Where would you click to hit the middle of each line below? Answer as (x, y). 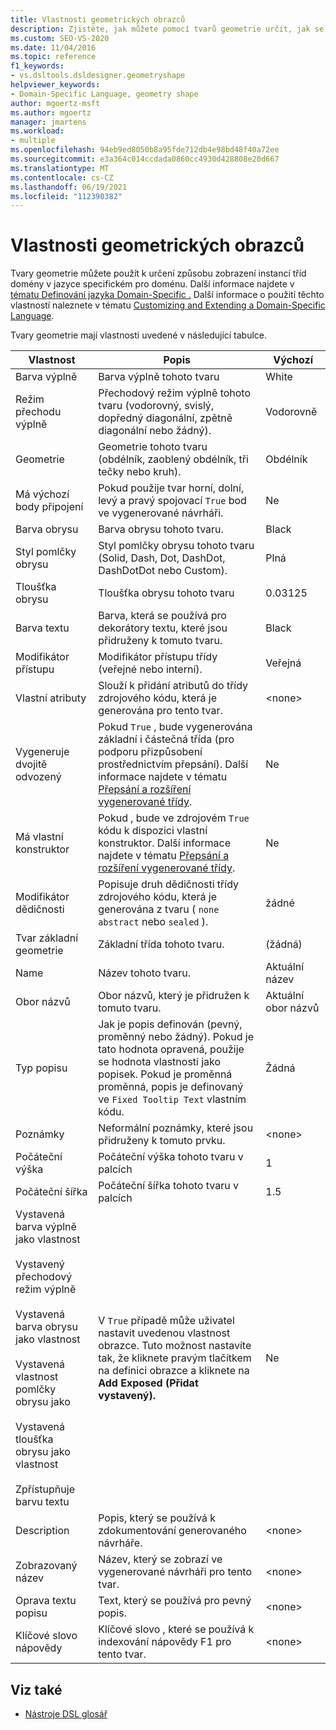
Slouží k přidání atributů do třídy (173, 686)
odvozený (38, 777)
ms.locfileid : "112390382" (66, 196)
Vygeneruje (42, 752)
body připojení (49, 507)
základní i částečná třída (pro (166, 739)
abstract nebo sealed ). (153, 922)
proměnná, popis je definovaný (171, 1087)
